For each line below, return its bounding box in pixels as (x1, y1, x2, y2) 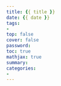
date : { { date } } (6, 15, 50, 21)
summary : (6, 59, 28, 65)
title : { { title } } (6, 8, 56, 15)
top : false (6, 31, 34, 38)
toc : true (6, 48, 31, 55)
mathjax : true (6, 54, 42, 60)
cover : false (6, 37, 39, 43)
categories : (6, 65, 36, 71)
